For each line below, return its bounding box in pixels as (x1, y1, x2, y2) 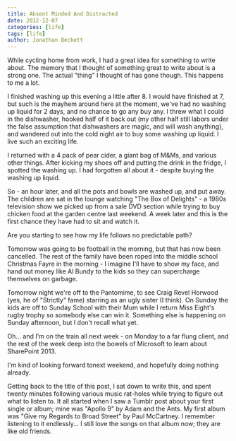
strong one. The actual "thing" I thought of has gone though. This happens (7, 71, 224, 80)
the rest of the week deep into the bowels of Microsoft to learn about (7, 340, 207, 348)
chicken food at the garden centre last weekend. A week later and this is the (7, 210, 228, 218)
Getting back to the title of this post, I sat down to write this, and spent (7, 382, 211, 391)
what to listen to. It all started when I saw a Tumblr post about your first (7, 397, 214, 406)
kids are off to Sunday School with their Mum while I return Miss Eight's (7, 303, 215, 312)
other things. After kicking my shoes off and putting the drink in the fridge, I (7, 158, 227, 167)
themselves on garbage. (7, 275, 78, 283)
